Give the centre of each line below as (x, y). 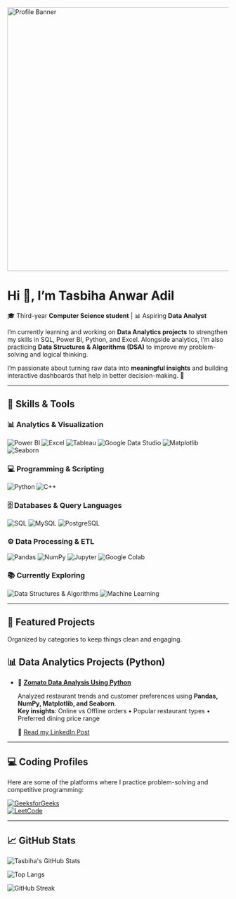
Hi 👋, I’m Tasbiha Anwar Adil (91, 296)
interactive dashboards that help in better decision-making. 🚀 (96, 375)
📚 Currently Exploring (46, 575)
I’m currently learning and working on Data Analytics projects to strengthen (118, 332)
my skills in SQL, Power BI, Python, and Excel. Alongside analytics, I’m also (115, 339)
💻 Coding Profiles (48, 761)
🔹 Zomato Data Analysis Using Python (74, 682)
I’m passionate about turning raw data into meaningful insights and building (118, 368)
